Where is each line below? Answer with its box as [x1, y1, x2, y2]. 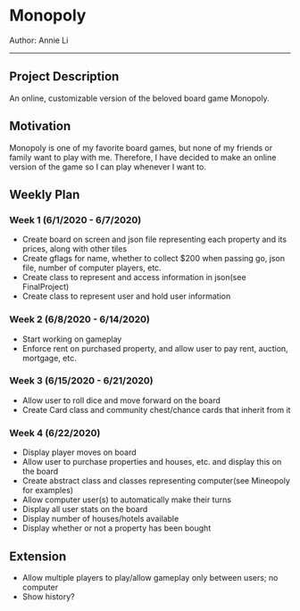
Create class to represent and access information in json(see [21, 272, 247, 283]
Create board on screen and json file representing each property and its [21, 234, 287, 245]
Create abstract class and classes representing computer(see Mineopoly [21, 475, 290, 486]
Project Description [9, 69, 120, 85]
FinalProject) [21, 282, 70, 293]
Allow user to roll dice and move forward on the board [21, 394, 221, 406]
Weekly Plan [9, 186, 80, 202]
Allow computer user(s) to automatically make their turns [21, 494, 232, 505]
